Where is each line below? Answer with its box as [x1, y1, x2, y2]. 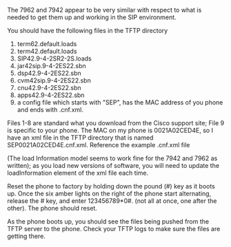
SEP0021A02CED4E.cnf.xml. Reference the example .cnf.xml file [7, 141, 190, 149]
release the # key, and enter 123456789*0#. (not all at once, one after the [7, 197, 217, 205]
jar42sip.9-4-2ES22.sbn [17, 62, 86, 69]
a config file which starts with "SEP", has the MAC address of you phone [17, 98, 223, 106]
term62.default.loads [17, 40, 77, 47]
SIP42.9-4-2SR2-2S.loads [17, 54, 92, 63]
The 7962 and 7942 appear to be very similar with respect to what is [7, 6, 202, 14]
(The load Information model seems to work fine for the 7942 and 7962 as [7, 154, 218, 162]
